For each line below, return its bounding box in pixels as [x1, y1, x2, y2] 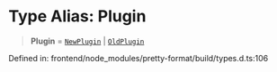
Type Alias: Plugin [8, 6, 147, 27]
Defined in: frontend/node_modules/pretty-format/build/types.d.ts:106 [8, 52, 269, 63]
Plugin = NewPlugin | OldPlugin [30, 36, 145, 46]
